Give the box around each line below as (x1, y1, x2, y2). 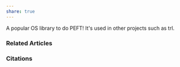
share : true (6, 8, 35, 15)
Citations (6, 55, 33, 63)
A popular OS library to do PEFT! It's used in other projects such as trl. (6, 24, 175, 31)
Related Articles (6, 39, 52, 47)
